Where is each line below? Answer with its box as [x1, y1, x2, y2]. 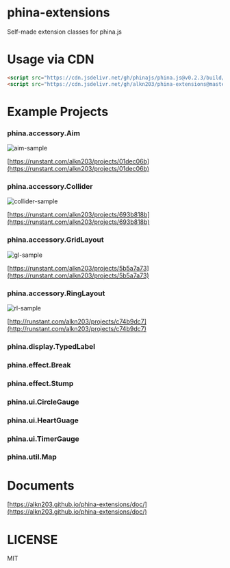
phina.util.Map [7, 452, 57, 462]
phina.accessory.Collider [7, 182, 93, 192]
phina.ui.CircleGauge [7, 397, 80, 407]
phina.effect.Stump [7, 378, 74, 388]
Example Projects [7, 104, 109, 120]
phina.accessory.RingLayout [7, 288, 105, 298]
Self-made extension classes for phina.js [7, 27, 122, 36]
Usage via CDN [7, 52, 94, 67]
